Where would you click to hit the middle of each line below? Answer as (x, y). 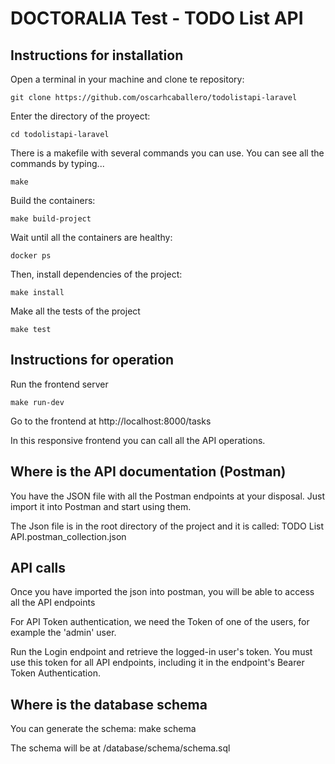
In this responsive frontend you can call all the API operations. (138, 440)
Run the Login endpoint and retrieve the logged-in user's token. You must (161, 652)
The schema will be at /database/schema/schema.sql (120, 748)
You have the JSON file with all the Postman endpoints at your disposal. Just (168, 496)
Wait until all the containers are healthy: (91, 237)
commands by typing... (57, 163)
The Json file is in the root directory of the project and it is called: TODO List (167, 526)
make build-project (51, 219)
